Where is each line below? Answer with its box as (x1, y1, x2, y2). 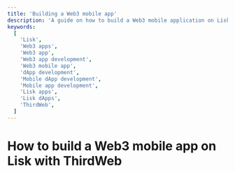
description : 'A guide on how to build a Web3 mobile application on (7, 17, 215, 24)
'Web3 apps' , (20, 43, 58, 50)
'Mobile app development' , (20, 82, 99, 89)
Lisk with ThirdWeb (7, 153, 122, 169)
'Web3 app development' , (20, 56, 92, 63)
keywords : (7, 23, 36, 30)
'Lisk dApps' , (20, 95, 61, 102)
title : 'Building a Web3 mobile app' (7, 10, 117, 18)
